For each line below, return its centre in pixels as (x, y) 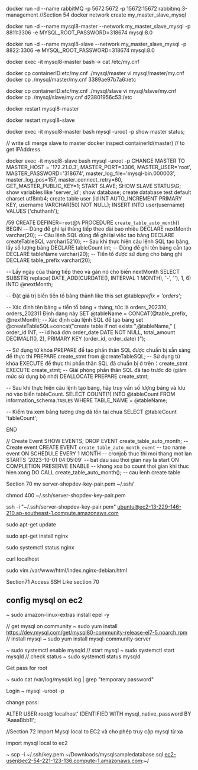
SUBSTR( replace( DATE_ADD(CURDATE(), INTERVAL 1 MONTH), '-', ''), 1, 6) (99, 278)
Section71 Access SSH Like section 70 (53, 582)
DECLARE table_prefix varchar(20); (49, 260)
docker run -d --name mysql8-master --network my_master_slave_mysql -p (98, 26)
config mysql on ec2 (44, 601)
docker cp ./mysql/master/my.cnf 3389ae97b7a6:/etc (71, 80)
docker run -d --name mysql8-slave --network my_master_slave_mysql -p (96, 44)
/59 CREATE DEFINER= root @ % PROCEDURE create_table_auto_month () (93, 222)
